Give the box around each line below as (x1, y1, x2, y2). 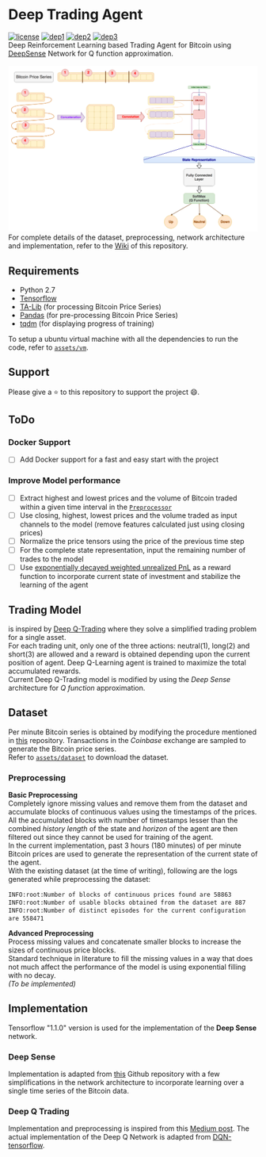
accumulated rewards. (8, 666, 82, 676)
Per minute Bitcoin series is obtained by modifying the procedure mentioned (8, 727, 257, 737)
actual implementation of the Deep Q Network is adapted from (8, 1132, 211, 1142)
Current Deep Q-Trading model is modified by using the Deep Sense (8, 674, 231, 684)
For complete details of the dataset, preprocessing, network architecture (8, 232, 245, 243)
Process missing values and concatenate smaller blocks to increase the (8, 937, 241, 947)
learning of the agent (19, 580, 89, 590)
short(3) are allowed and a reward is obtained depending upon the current (8, 649, 251, 659)
